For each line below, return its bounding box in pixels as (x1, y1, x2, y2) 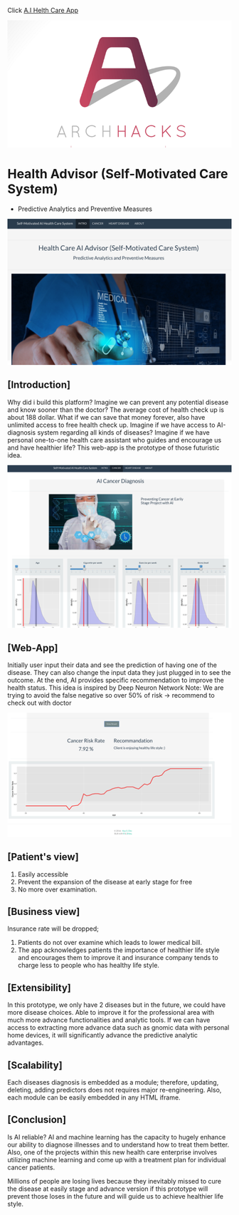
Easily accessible (17, 869, 69, 879)
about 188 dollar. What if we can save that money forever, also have (7, 413, 206, 421)
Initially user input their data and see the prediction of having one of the (7, 661, 217, 669)
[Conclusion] (7, 1114, 66, 1126)
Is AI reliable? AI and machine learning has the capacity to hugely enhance (7, 1132, 226, 1141)
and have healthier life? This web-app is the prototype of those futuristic (7, 443, 220, 452)
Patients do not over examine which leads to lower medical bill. (17, 939, 203, 947)
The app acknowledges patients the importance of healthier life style (17, 946, 221, 954)
